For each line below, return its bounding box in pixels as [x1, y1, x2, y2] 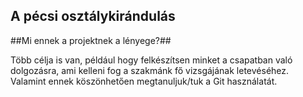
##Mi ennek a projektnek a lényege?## [10, 34, 172, 46]
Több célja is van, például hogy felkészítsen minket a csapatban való [10, 54, 293, 66]
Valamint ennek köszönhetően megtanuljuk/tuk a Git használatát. [10, 75, 278, 87]
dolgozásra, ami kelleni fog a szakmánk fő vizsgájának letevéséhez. [10, 64, 290, 76]
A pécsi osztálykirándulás [10, 8, 176, 25]
